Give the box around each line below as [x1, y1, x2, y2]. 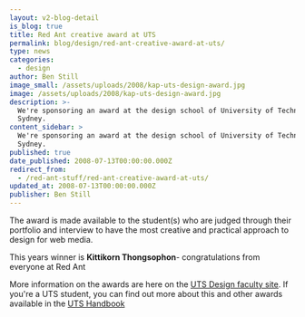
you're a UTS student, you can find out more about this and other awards [9, 289, 283, 299]
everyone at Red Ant [9, 262, 86, 272]
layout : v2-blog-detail [9, 13, 100, 23]
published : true [9, 148, 71, 157]
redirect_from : [9, 165, 67, 174]
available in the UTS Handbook [9, 298, 125, 309]
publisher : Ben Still [9, 190, 92, 199]
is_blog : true [9, 22, 64, 31]
